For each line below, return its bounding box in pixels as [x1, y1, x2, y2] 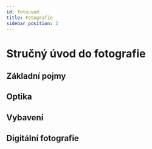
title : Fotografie [6, 15, 53, 21]
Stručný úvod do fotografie [6, 46, 146, 60]
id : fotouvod [6, 9, 40, 15]
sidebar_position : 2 [6, 20, 59, 26]
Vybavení [6, 112, 44, 123]
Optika [6, 92, 32, 102]
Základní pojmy [6, 71, 66, 81]
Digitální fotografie [6, 133, 79, 144]
